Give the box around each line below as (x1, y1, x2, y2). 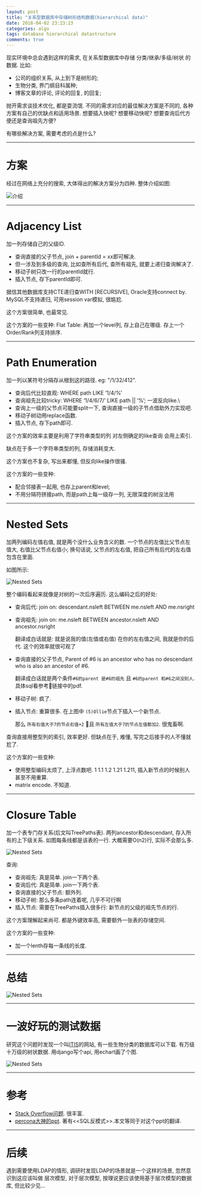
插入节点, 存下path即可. (14, 419, 73, 427)
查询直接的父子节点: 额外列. (14, 889, 83, 896)
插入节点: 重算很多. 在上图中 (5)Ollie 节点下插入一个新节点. (14, 707, 162, 715)
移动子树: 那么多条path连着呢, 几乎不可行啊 (14, 896, 121, 903)
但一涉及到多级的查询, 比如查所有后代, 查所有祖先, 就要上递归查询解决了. (14, 260, 193, 267)
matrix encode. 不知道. (14, 781, 71, 788)
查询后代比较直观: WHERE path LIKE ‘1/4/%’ (14, 389, 123, 397)
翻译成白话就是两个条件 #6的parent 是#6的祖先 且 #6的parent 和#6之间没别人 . (14, 674, 195, 682)
